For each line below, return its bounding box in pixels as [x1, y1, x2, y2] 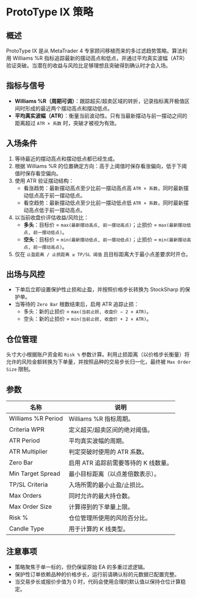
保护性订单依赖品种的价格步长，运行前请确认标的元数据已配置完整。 [14, 570, 180, 577]
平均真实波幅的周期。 [68, 437, 128, 445]
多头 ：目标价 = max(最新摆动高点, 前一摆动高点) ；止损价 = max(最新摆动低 [23, 221, 191, 228]
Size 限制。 [6, 365, 34, 373]
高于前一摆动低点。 [39, 192, 86, 199]
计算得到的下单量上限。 [68, 503, 134, 511]
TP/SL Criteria [9, 481, 48, 489]
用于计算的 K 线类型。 [68, 525, 129, 533]
